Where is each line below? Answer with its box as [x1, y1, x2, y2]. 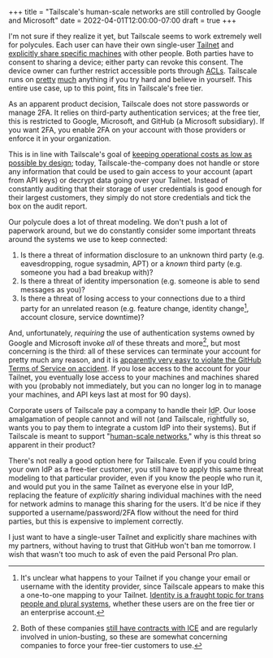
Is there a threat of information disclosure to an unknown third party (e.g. [19, 250, 265, 260]
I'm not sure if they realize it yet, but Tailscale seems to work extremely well [8, 32, 262, 41]
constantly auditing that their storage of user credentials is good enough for [8, 184, 262, 194]
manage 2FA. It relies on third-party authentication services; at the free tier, [8, 107, 262, 117]
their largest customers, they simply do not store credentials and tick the [8, 193, 252, 202]
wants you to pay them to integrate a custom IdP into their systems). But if [8, 423, 257, 432]
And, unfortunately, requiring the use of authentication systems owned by [8, 327, 255, 337]
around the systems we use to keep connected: [8, 235, 168, 243]
